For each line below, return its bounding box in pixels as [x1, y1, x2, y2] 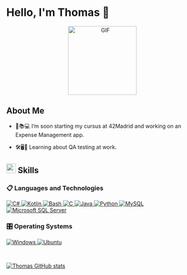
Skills [17, 165, 39, 176]
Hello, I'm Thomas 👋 [6, 5, 110, 20]
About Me [6, 106, 44, 116]
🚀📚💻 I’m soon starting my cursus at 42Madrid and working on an [15, 122, 182, 130]
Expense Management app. [15, 131, 84, 138]
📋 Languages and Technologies [6, 184, 104, 193]
